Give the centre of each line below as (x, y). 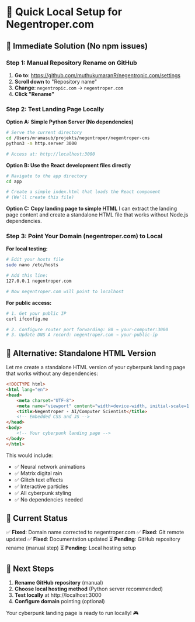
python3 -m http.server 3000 (41, 143)
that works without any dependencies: (52, 373)
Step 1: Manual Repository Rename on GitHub (72, 63)
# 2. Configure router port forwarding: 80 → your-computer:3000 (87, 329)
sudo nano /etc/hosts (32, 265)
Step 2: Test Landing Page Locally (55, 109)
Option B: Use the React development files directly (69, 165)
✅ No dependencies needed (48, 499)
